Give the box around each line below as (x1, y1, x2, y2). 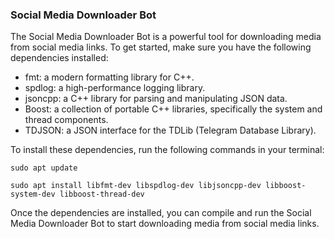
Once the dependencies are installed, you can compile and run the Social (10, 207, 312, 219)
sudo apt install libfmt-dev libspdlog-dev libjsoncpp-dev (10, 181, 262, 191)
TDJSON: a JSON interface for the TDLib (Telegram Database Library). (24, 124, 317, 137)
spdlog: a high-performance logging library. (24, 82, 206, 94)
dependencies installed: (10, 52, 109, 64)
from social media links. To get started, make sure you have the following (10, 41, 312, 53)
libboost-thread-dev (59, 189, 145, 200)
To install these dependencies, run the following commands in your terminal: (10, 144, 325, 156)
